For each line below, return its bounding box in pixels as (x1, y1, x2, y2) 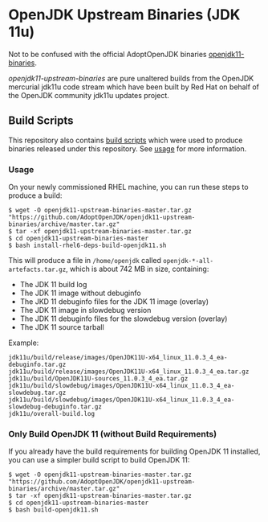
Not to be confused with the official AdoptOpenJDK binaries (8, 49, 207, 59)
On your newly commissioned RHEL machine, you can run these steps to (8, 183, 249, 192)
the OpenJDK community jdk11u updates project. (8, 90, 170, 100)
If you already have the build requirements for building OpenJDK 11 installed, (8, 446, 261, 456)
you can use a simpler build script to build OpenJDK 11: (8, 455, 190, 465)
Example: (8, 338, 39, 347)
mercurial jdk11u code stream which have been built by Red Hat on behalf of (8, 82, 259, 92)
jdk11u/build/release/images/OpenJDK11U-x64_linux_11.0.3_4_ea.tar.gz (8, 368, 250, 376)
